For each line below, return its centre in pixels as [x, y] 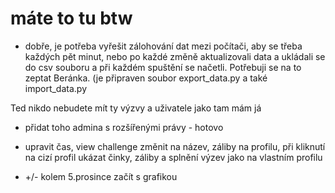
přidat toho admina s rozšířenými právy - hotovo [124, 127]
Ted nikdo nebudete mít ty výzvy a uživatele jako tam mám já [136, 108]
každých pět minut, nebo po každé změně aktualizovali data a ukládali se [175, 56]
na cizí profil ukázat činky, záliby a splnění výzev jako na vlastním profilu [173, 157]
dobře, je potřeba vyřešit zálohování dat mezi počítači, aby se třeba [163, 46]
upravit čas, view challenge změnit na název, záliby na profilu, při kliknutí [175, 146]
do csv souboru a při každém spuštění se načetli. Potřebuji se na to [163, 67]
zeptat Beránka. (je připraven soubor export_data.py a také [146, 78]
